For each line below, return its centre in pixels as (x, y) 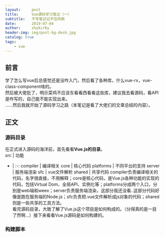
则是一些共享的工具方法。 (38, 203)
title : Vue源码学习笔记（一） (38, 14)
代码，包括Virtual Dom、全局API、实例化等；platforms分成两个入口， (82, 184)
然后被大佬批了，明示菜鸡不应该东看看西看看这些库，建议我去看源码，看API (82, 93)
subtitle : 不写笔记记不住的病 (35, 19)
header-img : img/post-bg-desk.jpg (41, 33)
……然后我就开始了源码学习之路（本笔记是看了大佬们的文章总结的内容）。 (79, 105)
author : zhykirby (27, 28)
